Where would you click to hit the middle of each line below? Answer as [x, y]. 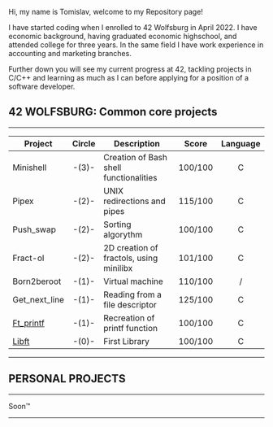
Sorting [117, 224]
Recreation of [129, 318]
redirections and [134, 201]
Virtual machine [133, 281]
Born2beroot [37, 281]
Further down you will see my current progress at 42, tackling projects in [130, 69]
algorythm [123, 234]
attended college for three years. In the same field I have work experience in [136, 45]
